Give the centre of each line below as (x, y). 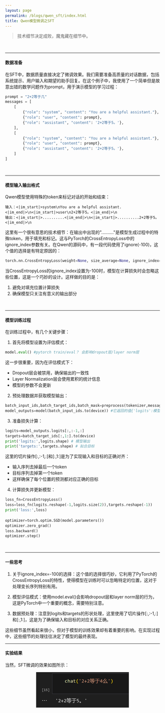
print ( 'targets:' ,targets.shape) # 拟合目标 (50, 446)
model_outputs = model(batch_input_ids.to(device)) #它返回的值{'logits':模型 (83, 411)
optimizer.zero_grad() (28, 526)
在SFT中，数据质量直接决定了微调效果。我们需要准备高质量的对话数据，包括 (82, 74)
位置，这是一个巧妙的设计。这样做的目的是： (54, 277)
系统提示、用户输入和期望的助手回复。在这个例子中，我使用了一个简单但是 (80, 80)
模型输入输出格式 (22, 185)
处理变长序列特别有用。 (36, 586)
